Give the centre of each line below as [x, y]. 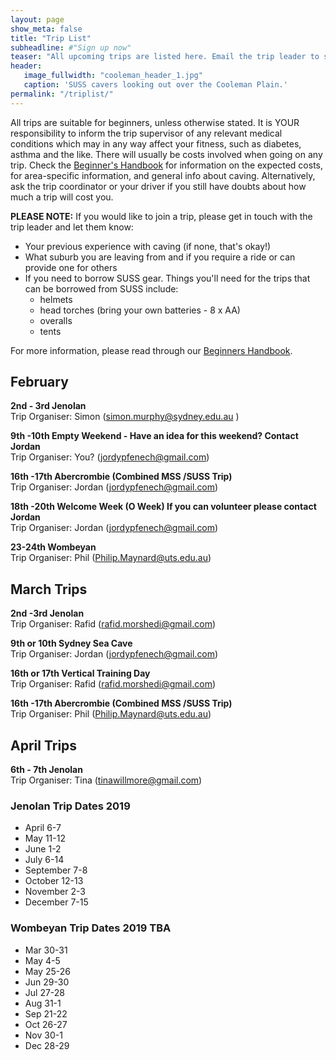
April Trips [44, 745]
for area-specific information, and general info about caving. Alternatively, [163, 175]
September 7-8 [56, 870]
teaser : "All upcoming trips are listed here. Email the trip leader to [165, 57]
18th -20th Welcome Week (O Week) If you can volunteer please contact [163, 507]
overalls [56, 320]
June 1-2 [43, 849]
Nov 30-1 [43, 1035]
